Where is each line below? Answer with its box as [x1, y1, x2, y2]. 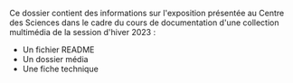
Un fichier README [22, 44, 95, 55]
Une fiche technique [22, 63, 99, 74]
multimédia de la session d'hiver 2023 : [9, 27, 156, 37]
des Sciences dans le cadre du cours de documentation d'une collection [9, 17, 279, 28]
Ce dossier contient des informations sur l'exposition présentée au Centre [9, 8, 285, 18]
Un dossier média [22, 54, 89, 64]
